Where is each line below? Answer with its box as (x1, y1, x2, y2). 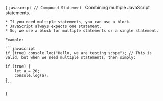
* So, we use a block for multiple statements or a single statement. (5, 28, 159, 33)
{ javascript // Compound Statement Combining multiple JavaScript (5, 5, 150, 10)
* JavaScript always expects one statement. (5, 24, 102, 29)
